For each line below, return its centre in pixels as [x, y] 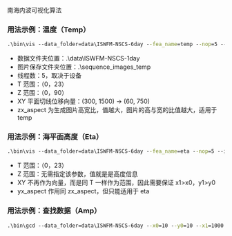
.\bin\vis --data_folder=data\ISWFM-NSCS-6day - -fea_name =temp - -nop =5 [112, 44]
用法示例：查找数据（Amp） [54, 211]
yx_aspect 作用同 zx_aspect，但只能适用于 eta [83, 191]
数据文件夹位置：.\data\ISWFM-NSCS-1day [78, 58]
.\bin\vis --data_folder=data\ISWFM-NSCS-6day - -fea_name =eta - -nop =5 [111, 151]
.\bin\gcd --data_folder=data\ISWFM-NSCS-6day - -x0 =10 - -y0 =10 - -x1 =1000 [116, 226]
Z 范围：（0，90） [42, 93]
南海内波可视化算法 [35, 10]
